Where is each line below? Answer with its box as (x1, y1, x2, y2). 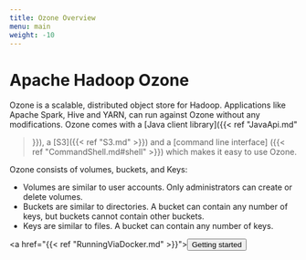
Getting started (191, 240, 242, 250)
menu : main (9, 22, 51, 31)
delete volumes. (22, 192, 84, 203)
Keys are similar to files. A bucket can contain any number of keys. (22, 221, 274, 232)
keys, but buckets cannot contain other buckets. (22, 211, 205, 222)
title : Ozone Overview (9, 13, 96, 23)
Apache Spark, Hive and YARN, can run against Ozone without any (9, 109, 260, 120)
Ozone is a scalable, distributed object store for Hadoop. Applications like (9, 99, 286, 110)
